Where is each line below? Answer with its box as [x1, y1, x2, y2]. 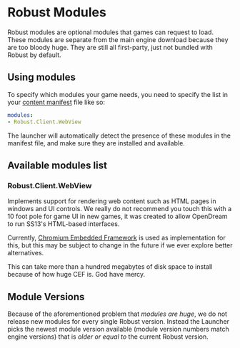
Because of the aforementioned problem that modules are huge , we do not [7, 309, 227, 318]
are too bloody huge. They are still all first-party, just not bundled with [7, 43, 213, 51]
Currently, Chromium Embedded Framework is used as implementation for [7, 233, 226, 242]
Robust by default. [7, 51, 62, 59]
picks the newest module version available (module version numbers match [7, 325, 230, 333]
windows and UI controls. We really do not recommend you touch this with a [7, 205, 232, 213]
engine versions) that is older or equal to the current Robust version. [7, 332, 209, 341]
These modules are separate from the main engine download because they [7, 35, 229, 43]
